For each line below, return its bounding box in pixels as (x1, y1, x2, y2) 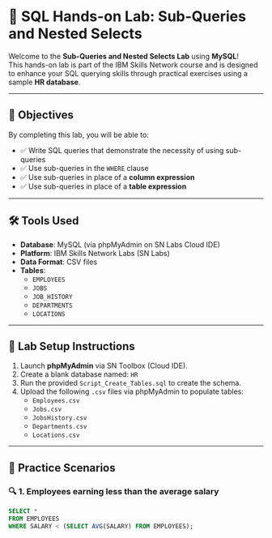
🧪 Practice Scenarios (8, 461, 116, 475)
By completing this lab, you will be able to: (8, 130, 150, 139)
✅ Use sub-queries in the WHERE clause (19, 163, 149, 173)
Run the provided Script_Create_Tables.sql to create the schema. (19, 378, 241, 388)
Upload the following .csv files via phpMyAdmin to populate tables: (19, 386, 244, 396)
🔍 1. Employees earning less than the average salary (8, 485, 219, 497)
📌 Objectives (8, 109, 74, 122)
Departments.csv (32, 423, 87, 431)
